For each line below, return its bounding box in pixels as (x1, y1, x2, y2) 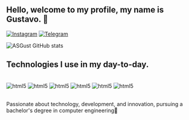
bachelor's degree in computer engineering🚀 (6, 107, 118, 114)
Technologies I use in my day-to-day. (6, 60, 149, 70)
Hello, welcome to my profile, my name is (6, 5, 164, 15)
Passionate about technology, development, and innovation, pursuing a (6, 101, 183, 108)
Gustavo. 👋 (6, 14, 48, 25)
